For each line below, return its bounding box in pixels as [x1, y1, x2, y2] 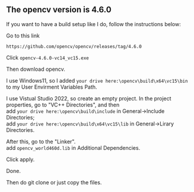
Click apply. [6, 156, 35, 163]
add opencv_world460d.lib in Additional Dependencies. [6, 144, 141, 151]
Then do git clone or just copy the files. [6, 178, 102, 186]
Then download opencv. [6, 65, 65, 73]
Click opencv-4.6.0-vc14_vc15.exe [6, 53, 89, 61]
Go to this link [6, 32, 40, 39]
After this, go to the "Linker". [6, 138, 76, 145]
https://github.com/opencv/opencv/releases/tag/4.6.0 [6, 43, 142, 49]
